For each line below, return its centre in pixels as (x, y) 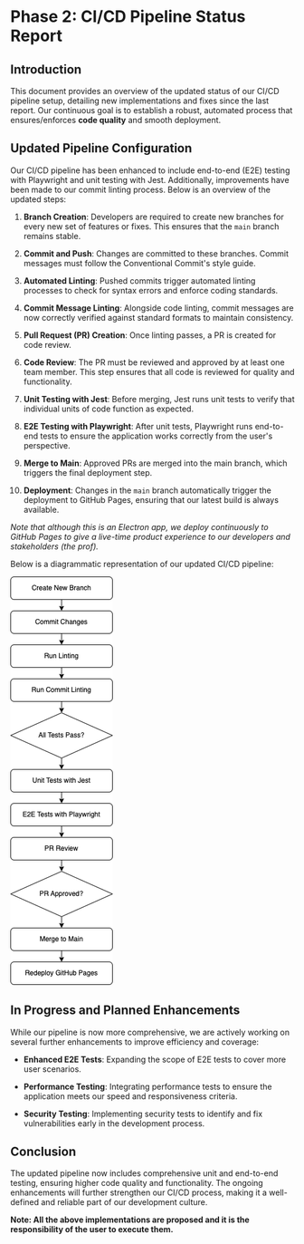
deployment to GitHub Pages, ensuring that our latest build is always (151, 499)
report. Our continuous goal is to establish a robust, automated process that (152, 110)
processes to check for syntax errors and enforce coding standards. (151, 290)
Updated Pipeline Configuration (101, 148)
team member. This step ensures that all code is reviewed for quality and (159, 371)
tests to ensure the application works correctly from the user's (157, 436)
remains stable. (52, 236)
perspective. (47, 445)
